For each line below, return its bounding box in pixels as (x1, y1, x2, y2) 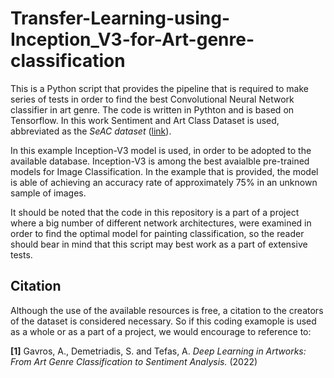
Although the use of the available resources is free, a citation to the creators (10, 304, 324, 316)
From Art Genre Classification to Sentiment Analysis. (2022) (10, 355, 258, 367)
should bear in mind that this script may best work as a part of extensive (10, 238, 308, 250)
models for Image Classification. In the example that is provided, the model (10, 165, 319, 177)
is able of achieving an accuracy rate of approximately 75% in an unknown (10, 176, 318, 188)
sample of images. (10, 187, 87, 199)
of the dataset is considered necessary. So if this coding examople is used (10, 315, 317, 327)
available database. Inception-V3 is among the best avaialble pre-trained (10, 155, 310, 167)
